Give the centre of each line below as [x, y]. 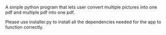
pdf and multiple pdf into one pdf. [40, 12]
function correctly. [24, 27]
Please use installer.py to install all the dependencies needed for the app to [83, 22]
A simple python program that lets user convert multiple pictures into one [81, 7]
